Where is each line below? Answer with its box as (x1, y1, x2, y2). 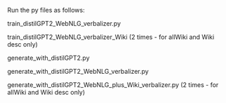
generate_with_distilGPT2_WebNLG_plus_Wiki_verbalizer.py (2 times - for (7, 81, 219, 89)
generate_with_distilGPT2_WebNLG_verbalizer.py (7, 68, 149, 75)
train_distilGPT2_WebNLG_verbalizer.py (7, 19, 121, 27)
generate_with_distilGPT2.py (7, 54, 90, 62)
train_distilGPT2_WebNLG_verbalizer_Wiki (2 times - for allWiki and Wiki (7, 33, 215, 41)
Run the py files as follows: (7, 6, 86, 14)
